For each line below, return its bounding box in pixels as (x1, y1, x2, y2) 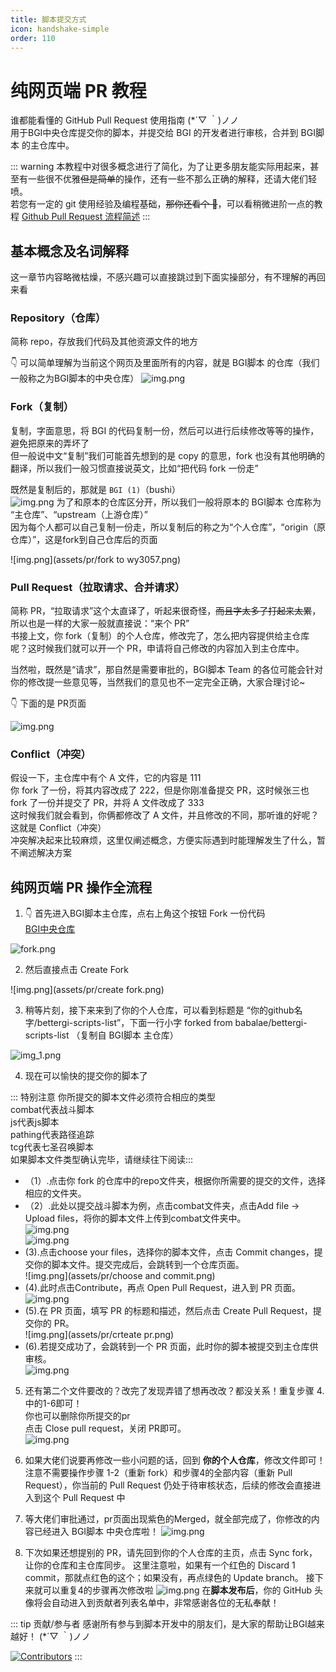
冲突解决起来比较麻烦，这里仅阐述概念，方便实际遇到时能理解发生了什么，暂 (10, 834, 326, 846)
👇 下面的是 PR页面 (10, 697, 87, 710)
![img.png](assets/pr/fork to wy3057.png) (10, 553, 182, 565)
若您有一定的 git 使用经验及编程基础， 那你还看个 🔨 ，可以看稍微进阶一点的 (10, 198, 315, 210)
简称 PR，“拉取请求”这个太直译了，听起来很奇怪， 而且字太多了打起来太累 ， (10, 605, 322, 617)
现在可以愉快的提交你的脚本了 (24, 1070, 148, 1082)
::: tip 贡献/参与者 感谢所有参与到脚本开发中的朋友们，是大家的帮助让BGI (10, 1618, 308, 1630)
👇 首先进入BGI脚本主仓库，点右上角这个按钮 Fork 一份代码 (24, 907, 266, 920)
